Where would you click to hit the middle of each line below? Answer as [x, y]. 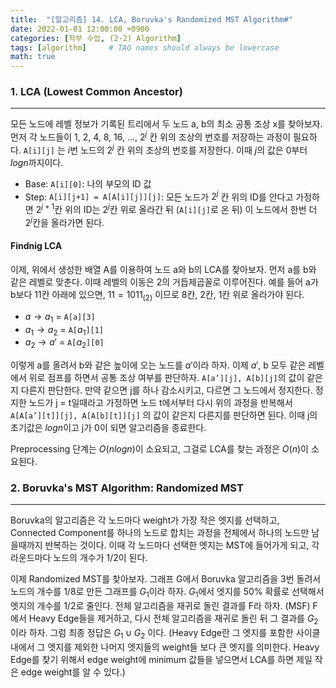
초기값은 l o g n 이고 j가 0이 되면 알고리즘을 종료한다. [108, 428]
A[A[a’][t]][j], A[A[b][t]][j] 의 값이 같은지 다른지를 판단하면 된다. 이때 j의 [164, 415]
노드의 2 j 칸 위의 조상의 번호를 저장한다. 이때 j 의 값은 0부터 [193, 149]
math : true [33, 57]
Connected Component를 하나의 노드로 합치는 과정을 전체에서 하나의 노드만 [160, 533]
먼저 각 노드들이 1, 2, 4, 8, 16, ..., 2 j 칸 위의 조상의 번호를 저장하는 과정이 [151, 136]
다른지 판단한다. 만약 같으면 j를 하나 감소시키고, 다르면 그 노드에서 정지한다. [166, 390]
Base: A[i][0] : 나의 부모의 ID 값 [88, 183]
